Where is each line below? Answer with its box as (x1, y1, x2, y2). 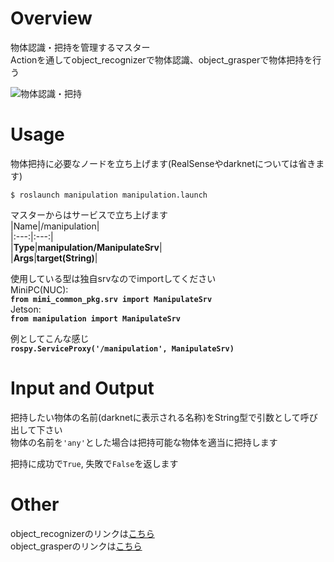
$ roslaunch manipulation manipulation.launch (10, 190, 208, 200)
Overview (10, 7, 93, 30)
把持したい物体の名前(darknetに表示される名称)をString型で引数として (10, 411, 301, 423)
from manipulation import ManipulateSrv (10, 313, 182, 324)
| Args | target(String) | (10, 252, 98, 264)
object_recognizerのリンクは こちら (10, 527, 155, 539)
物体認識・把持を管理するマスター (10, 41, 151, 53)
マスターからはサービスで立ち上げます (10, 208, 168, 221)
